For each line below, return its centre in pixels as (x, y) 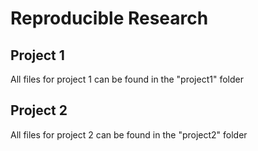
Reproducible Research (109, 18)
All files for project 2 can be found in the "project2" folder (129, 134)
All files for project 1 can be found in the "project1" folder (127, 79)
